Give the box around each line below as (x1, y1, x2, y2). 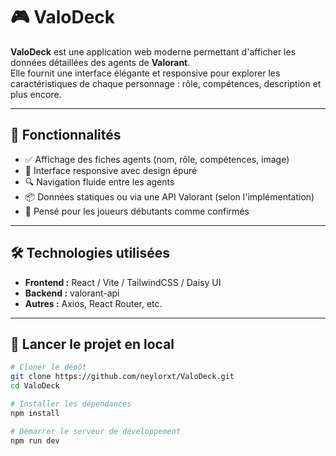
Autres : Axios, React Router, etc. (24, 297, 163, 309)
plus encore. (10, 88, 62, 100)
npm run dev (10, 435, 60, 446)
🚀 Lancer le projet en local (10, 335, 175, 353)
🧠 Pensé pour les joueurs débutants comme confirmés (24, 205, 250, 217)
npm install (10, 408, 60, 418)
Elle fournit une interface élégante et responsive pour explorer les (10, 67, 281, 79)
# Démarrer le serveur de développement (10, 426, 182, 436)
